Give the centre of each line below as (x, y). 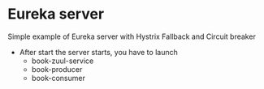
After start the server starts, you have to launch (98, 52)
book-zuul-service (63, 61)
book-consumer (58, 78)
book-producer (57, 69)
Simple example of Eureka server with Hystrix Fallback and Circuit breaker (132, 36)
